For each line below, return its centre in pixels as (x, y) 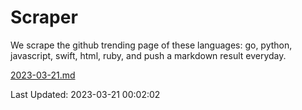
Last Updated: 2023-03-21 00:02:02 (85, 94)
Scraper (44, 17)
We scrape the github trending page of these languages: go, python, (151, 45)
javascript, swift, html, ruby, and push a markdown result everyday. (148, 55)
